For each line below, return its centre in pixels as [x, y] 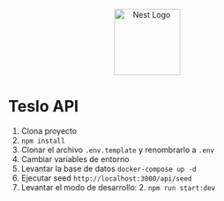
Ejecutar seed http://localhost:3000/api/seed [106, 178]
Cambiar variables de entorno [75, 158]
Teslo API [44, 107]
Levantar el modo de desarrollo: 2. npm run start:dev [118, 187]
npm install [43, 141]
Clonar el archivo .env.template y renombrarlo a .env [118, 150]
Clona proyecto [49, 131]
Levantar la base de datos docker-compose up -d [108, 168]
